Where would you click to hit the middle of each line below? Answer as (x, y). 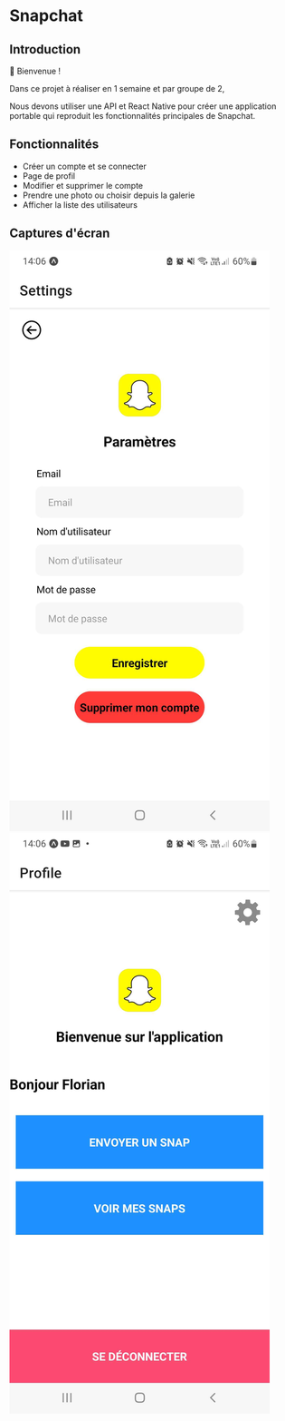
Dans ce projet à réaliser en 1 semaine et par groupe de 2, (117, 88)
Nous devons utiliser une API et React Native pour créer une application (143, 106)
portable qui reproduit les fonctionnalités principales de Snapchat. (133, 116)
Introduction (45, 49)
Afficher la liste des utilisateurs (80, 204)
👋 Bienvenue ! (35, 71)
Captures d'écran (60, 234)
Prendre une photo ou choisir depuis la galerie (109, 195)
